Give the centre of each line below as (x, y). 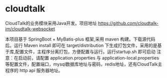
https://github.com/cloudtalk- (128, 23)
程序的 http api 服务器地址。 (34, 70)
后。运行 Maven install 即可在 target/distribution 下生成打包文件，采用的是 (81, 45)
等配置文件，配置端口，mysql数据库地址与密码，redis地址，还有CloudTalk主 (84, 64)
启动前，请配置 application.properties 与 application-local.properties (88, 57)
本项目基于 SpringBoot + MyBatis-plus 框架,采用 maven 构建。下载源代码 (80, 39)
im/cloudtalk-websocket (30, 28)
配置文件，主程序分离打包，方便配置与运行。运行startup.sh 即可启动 (85, 51)
